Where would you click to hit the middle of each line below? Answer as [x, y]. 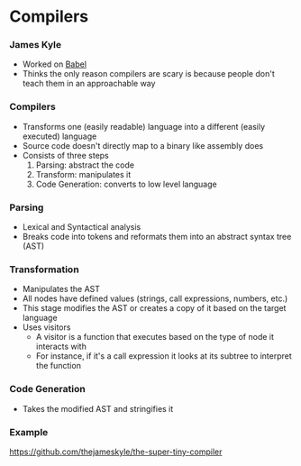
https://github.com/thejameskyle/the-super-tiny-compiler [116, 452]
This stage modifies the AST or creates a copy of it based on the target [154, 308]
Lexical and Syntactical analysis [82, 227]
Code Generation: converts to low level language [127, 184]
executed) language [59, 136]
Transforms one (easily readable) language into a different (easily [144, 126]
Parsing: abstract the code [85, 165]
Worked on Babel [55, 64]
